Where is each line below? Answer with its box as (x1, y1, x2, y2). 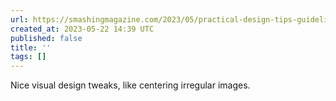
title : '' (10, 42, 52, 53)
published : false (10, 33, 83, 43)
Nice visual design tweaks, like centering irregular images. (10, 79, 251, 91)
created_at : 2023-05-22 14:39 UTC (10, 24, 155, 34)
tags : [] (10, 52, 47, 62)
